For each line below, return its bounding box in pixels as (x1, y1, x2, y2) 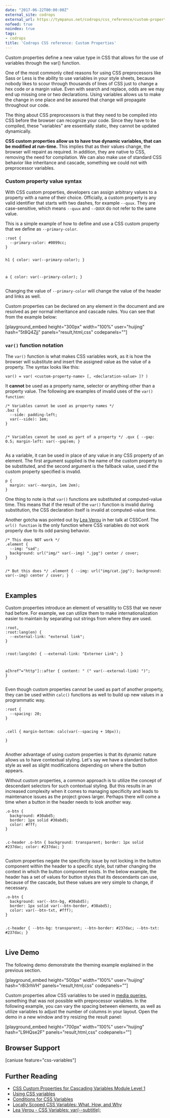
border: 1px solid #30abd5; (10, 817, 69, 823)
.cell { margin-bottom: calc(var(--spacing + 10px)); (5, 729, 121, 734)
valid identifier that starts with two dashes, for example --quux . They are (5, 200, 156, 206)
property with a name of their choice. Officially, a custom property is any (5, 195, 157, 201)
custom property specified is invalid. (5, 468, 81, 475)
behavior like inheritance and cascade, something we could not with (5, 159, 148, 166)
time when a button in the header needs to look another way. (5, 798, 132, 805)
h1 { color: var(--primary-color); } (5, 257, 85, 262)
